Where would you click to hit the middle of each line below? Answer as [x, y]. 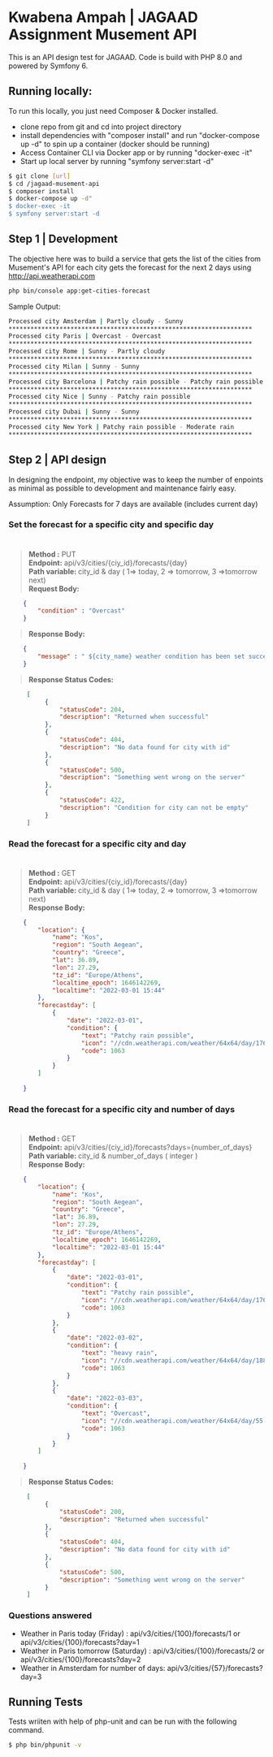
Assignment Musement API [103, 35]
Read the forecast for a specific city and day [97, 843]
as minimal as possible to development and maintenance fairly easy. [123, 488]
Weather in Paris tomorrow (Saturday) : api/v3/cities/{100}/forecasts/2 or [142, 1651]
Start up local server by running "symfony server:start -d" [117, 161]
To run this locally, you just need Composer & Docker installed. [113, 110]
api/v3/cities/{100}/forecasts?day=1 [80, 1642]
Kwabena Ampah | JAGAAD [103, 17]
